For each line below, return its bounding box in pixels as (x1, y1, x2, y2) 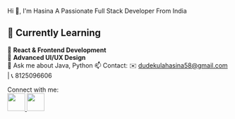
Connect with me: (7, 85, 59, 94)
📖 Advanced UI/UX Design (7, 53, 86, 61)
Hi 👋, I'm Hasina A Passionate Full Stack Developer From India (7, 7, 187, 15)
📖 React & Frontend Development (7, 46, 107, 54)
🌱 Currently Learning (7, 27, 101, 39)
